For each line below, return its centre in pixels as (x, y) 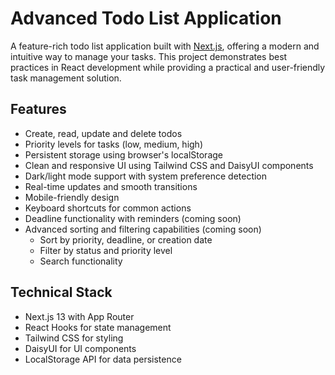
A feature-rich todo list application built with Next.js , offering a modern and (165, 46)
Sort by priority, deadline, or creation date (126, 239)
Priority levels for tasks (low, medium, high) (114, 144)
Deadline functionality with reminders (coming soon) (133, 218)
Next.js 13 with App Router (79, 316)
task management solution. (66, 78)
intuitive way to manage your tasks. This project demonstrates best (149, 56)
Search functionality (81, 261)
